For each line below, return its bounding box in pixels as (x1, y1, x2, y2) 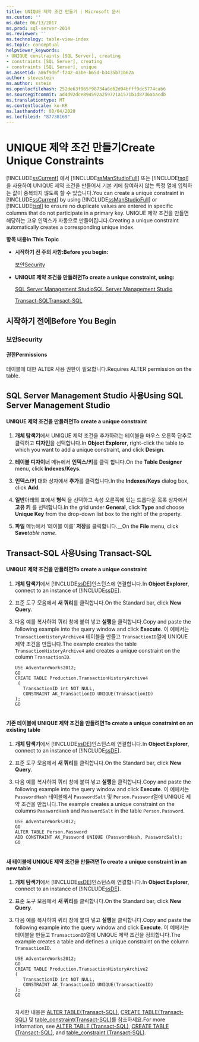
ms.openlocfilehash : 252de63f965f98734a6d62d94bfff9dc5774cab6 (6, 86, 166, 92)
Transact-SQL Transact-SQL (14, 297, 83, 304)
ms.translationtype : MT (6, 97, 65, 103)
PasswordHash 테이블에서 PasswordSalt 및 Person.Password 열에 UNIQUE (14, 793, 185, 800)
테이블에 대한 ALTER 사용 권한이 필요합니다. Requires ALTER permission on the (6, 365, 192, 372)
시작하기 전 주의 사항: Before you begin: (14, 248, 109, 256)
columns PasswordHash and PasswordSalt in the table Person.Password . (14, 807, 185, 814)
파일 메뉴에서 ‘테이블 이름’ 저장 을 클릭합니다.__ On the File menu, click (14, 522, 179, 530)
